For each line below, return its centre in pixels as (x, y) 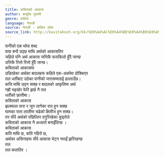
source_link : (18, 32)
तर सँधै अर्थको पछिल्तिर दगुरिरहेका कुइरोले (37, 117)
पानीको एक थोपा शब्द (21, 46)
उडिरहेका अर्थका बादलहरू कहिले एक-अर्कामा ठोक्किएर (47, 73)
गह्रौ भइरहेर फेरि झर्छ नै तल (26, 90)
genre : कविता (17, 18)
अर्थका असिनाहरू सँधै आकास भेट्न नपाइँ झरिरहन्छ (44, 139)
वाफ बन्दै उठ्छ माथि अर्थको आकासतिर (34, 51)
